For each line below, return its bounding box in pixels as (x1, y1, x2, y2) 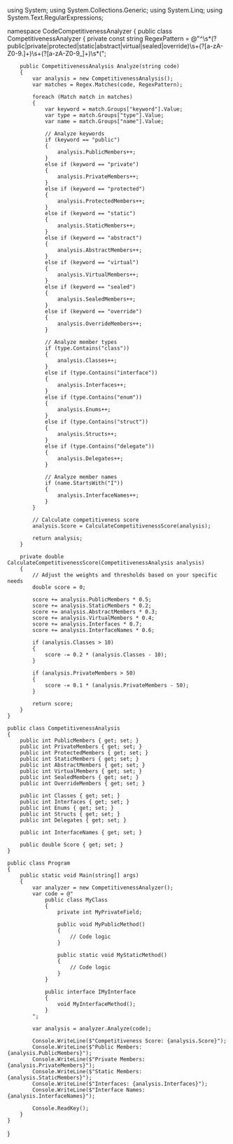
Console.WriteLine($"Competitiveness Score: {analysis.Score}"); (32, 1038, 227, 1045)
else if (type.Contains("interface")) (44, 369, 158, 376)
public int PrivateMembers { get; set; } (20, 743, 142, 750)
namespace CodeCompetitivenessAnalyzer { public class (7, 27, 173, 35)
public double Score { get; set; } (20, 841, 124, 848)
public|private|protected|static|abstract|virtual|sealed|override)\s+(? (7, 42, 205, 50)
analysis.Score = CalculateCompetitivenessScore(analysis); (32, 523, 211, 530)
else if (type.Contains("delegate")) (44, 443, 155, 450)
